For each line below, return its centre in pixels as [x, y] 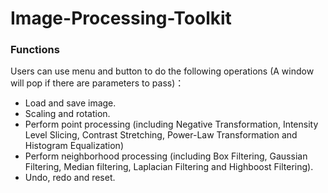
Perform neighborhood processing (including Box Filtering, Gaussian [166, 156]
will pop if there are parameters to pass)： [97, 83]
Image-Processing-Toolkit [121, 18]
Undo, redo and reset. [70, 178]
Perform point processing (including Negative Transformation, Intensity [171, 124]
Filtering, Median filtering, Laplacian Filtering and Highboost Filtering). [169, 167]
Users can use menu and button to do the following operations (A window [162, 71]
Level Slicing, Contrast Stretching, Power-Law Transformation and [161, 135]
